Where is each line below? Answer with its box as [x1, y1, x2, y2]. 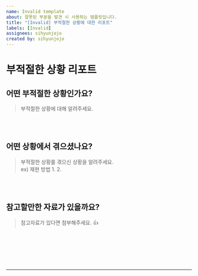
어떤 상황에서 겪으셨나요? [6, 142, 93, 152]
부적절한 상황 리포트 [6, 63, 97, 77]
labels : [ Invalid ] [6, 25, 51, 31]
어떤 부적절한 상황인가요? [6, 88, 93, 98]
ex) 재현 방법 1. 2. [20, 165, 62, 172]
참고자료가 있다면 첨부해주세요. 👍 [20, 219, 98, 226]
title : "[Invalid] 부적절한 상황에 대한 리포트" [6, 19, 113, 25]
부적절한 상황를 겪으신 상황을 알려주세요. [20, 158, 114, 165]
